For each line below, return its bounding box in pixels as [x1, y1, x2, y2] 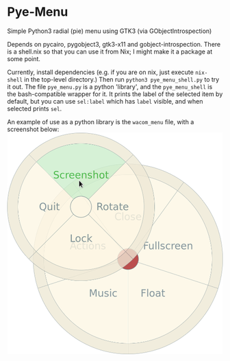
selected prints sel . [7, 104, 62, 113]
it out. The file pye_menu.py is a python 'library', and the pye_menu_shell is [7, 82, 213, 91]
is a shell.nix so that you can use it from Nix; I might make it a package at [7, 47, 213, 56]
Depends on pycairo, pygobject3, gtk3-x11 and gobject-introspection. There [7, 40, 221, 48]
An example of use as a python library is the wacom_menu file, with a [7, 117, 194, 126]
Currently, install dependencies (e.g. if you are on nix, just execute [7, 68, 194, 76]
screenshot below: [7, 125, 60, 133]
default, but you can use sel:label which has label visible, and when [7, 97, 203, 105]
